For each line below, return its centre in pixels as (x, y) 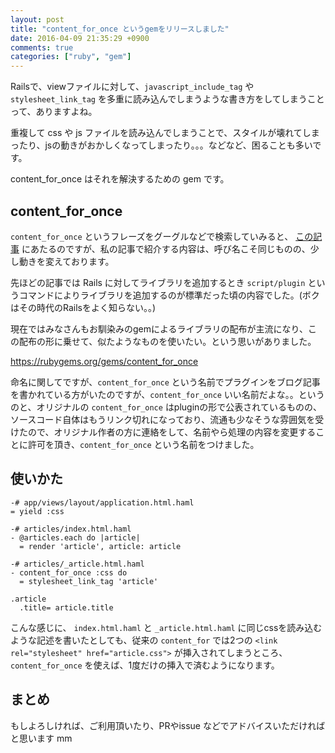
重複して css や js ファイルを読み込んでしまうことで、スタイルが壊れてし (161, 133)
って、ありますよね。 (54, 112)
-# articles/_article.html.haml (77, 564)
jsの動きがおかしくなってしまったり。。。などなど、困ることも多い (178, 145)
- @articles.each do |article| (75, 537)
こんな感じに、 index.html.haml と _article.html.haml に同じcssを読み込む (166, 627)
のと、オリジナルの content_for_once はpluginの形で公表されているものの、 (166, 407)
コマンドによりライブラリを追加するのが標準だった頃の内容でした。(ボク (169, 295)
